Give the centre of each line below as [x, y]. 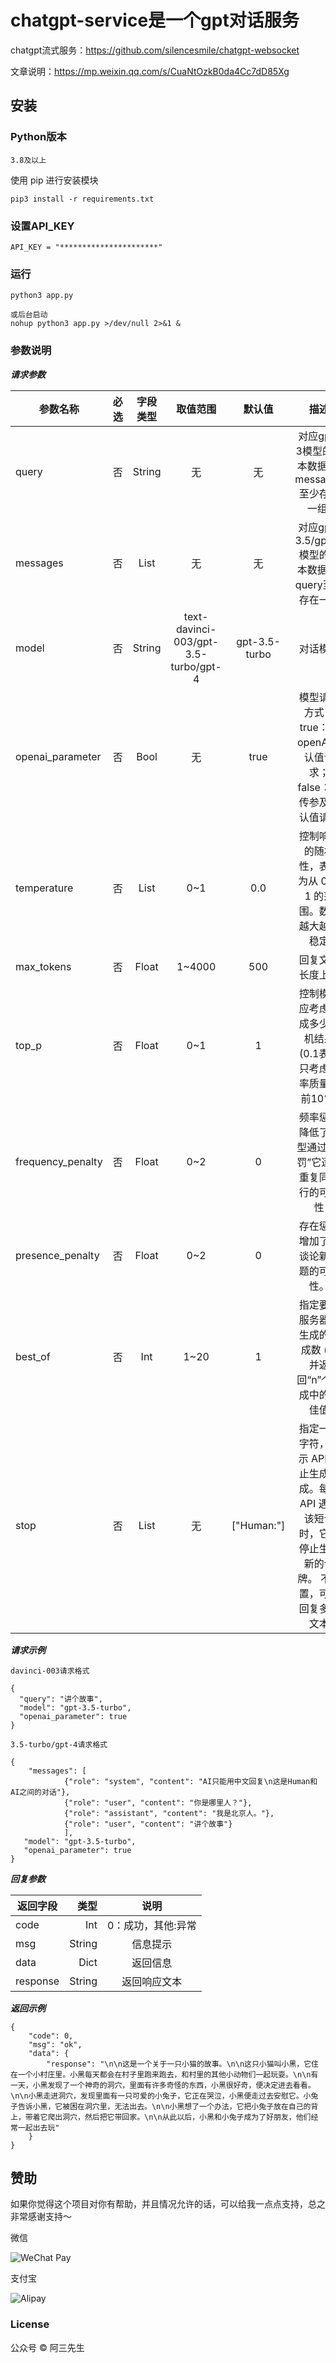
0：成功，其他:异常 [151, 1925]
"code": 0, [51, 2036]
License [30, 2324]
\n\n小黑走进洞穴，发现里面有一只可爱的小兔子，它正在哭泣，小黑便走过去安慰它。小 [161, 2096]
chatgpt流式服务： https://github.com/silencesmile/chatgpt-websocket [155, 50]
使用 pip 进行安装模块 [54, 180]
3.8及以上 [28, 160]
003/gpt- [196, 641]
